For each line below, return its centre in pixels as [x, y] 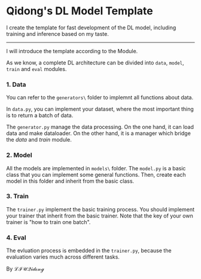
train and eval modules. [36, 69]
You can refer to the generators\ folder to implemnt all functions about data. [100, 97]
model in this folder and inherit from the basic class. [70, 181]
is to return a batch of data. [40, 115]
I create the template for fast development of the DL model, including [91, 27]
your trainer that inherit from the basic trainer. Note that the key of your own [100, 216]
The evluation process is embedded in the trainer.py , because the [89, 251]
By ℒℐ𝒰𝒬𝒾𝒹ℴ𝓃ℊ [25, 269]
